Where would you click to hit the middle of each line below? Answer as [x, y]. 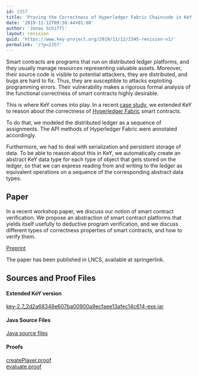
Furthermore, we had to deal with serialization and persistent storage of [94, 147]
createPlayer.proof [29, 360]
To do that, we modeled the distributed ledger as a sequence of [84, 122]
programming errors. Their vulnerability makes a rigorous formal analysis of [98, 87]
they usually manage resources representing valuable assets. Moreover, [94, 68]
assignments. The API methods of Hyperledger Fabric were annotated [92, 129]
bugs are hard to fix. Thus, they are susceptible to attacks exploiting [89, 80]
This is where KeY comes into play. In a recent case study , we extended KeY [99, 105]
